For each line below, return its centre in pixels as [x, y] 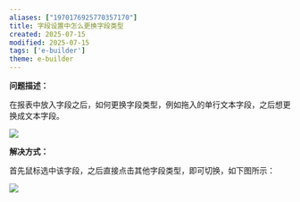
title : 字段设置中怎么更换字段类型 [67, 26]
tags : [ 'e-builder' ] [48, 51]
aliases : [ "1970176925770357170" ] [74, 17]
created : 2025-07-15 [48, 34]
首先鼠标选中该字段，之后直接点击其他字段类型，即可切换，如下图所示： [142, 170]
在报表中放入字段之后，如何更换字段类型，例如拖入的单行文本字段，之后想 [146, 105]
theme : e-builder [42, 59]
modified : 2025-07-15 [50, 42]
